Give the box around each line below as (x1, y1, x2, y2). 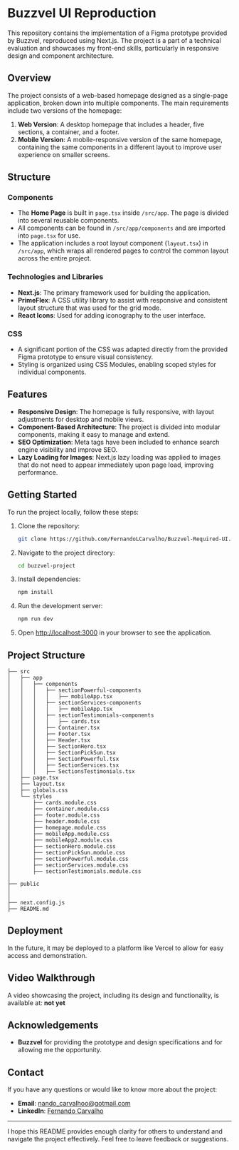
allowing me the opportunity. (17, 1046, 102, 1054)
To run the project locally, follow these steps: (7, 508, 139, 516)
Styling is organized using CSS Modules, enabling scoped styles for (17, 360, 217, 369)
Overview (7, 72, 52, 84)
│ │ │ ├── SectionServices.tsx (7, 762, 119, 769)
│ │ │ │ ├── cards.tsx (7, 717, 100, 725)
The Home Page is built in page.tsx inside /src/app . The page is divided (17, 208, 229, 217)
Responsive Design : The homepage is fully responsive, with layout (17, 407, 215, 415)
